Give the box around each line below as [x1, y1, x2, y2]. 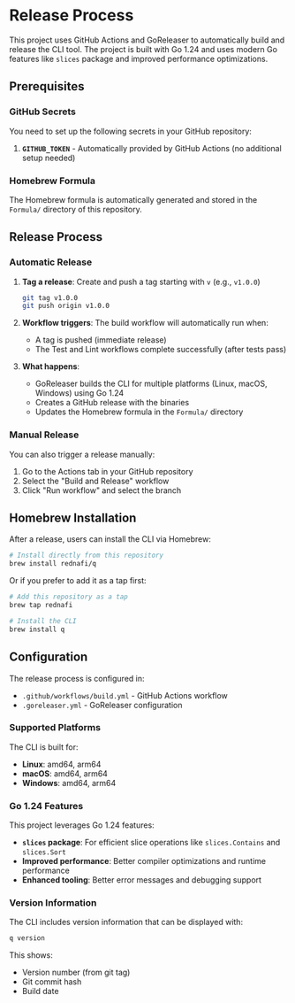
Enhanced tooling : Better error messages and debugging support [21, 875, 262, 885]
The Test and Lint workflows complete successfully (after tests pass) [34, 344, 287, 355]
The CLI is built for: [9, 741, 79, 752]
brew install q [9, 625, 65, 634]
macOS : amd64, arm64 [21, 768, 109, 779]
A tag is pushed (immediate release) [34, 335, 167, 345]
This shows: [9, 950, 53, 961]
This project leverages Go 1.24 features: [9, 820, 155, 830]
